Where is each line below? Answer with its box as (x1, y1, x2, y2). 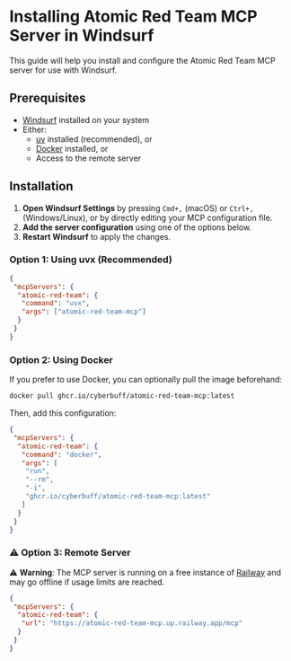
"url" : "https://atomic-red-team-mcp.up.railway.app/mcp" (21, 619, 243, 628)
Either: (22, 124, 47, 135)
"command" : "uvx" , (21, 299, 91, 308)
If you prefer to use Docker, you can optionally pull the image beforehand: (9, 375, 283, 385)
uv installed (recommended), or (35, 133, 153, 145)
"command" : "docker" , (21, 450, 102, 459)
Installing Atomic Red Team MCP (9, 6, 258, 27)
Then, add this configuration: (9, 408, 117, 419)
